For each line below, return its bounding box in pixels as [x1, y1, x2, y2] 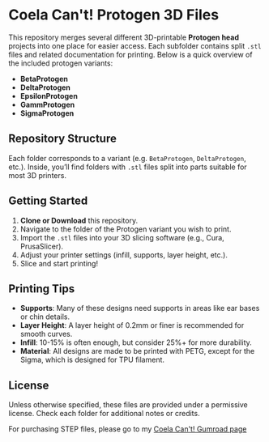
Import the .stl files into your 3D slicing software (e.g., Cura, [19, 232, 224, 242]
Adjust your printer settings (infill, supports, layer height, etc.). [19, 249, 228, 260]
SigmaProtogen [19, 108, 75, 118]
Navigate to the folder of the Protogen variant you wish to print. [19, 224, 232, 234]
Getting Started [8, 194, 88, 208]
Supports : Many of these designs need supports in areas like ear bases [19, 304, 260, 313]
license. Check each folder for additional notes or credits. [8, 409, 200, 419]
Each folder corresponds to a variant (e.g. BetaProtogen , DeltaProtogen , [8, 153, 246, 163]
